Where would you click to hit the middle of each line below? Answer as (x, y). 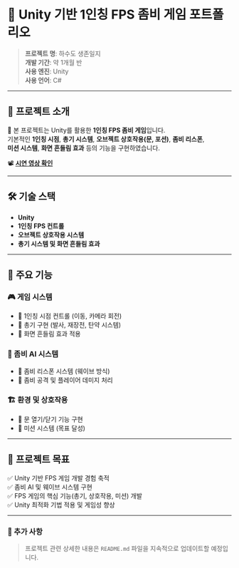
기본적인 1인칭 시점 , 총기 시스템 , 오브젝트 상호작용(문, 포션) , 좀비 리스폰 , (106, 139)
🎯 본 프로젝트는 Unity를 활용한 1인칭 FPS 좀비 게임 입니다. (86, 130)
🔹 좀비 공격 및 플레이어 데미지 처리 (65, 380)
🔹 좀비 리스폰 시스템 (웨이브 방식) (64, 371)
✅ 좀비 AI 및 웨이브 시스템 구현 (50, 487)
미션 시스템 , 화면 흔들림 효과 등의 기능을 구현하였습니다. (84, 148)
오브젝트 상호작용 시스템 (51, 234)
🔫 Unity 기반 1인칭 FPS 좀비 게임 (97, 15)
